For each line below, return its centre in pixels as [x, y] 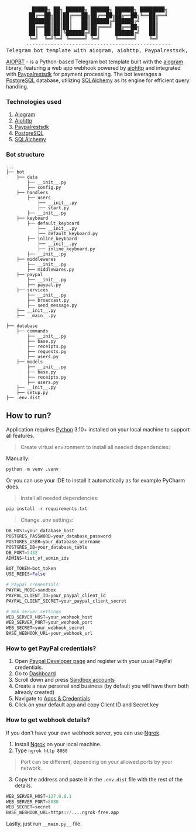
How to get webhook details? [48, 720]
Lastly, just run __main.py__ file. [44, 824]
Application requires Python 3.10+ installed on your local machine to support [98, 430]
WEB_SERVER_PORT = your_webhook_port [49, 623]
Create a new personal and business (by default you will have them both [102, 686]
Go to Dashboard [35, 674]
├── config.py [44, 187]
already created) [35, 692]
